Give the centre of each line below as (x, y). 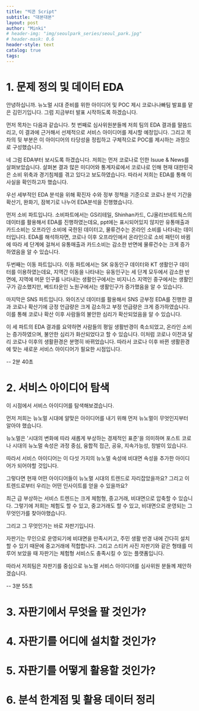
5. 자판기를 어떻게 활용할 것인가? (81, 671)
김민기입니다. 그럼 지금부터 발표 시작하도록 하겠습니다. (75, 112)
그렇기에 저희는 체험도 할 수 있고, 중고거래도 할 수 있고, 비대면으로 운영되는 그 (103, 505)
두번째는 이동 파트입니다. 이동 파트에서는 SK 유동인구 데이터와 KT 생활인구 (92, 264)
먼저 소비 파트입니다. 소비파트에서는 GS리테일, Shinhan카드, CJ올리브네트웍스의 (99, 214)
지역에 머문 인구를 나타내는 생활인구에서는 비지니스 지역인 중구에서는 (98, 279)
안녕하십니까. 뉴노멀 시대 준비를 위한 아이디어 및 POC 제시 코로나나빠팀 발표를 (97, 105)
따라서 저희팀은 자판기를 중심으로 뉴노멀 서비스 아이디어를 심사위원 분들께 (91, 565)
